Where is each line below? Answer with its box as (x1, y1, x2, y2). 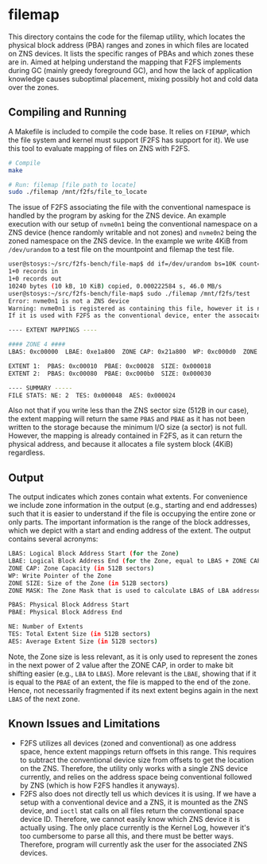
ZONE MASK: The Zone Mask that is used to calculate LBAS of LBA (8, 587, 229, 595)
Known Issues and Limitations (8, 717, 161, 730)
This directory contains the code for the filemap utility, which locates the (8, 32, 246, 41)
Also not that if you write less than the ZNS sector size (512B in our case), (8, 405, 249, 415)
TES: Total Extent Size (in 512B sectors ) (8, 630, 151, 638)
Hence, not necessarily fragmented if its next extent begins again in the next (8, 685, 258, 695)
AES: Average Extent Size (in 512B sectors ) (8, 637, 158, 645)
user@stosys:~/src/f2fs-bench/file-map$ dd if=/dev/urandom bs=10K (8, 260, 237, 268)
